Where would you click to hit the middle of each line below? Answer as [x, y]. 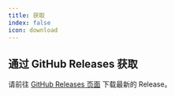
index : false [30, 23]
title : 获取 [26, 15]
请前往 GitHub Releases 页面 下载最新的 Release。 [90, 84]
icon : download [33, 30]
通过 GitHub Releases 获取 [73, 64]
